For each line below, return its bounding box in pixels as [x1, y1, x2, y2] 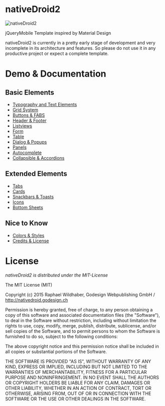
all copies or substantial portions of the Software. [5, 349, 107, 355]
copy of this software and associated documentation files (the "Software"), [5, 312, 160, 318]
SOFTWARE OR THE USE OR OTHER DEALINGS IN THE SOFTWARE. [5, 395, 146, 401]
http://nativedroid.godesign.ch [5, 297, 68, 303]
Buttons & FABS [12, 112, 45, 118]
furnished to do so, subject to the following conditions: [5, 333, 118, 340]
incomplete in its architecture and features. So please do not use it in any [5, 45, 156, 51]
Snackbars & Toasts [12, 193, 54, 199]
